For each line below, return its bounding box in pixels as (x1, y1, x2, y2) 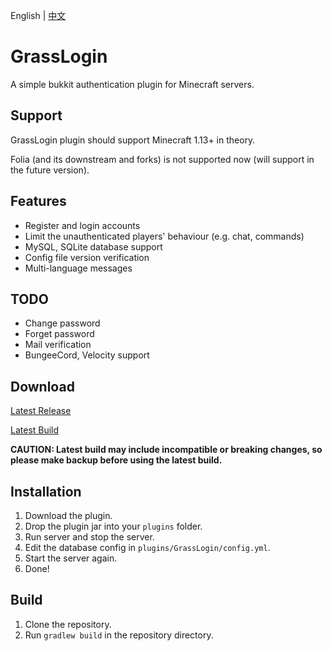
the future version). (10, 164, 90, 176)
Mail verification (24, 339, 92, 351)
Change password (24, 317, 101, 329)
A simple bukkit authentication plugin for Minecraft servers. (10, 78, 255, 90)
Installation (10, 483, 82, 500)
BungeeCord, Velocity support (24, 349, 150, 361)
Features (10, 193, 67, 210)
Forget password (24, 328, 95, 340)
